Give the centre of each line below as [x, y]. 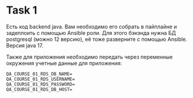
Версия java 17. [25, 45]
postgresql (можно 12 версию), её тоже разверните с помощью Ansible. [97, 39]
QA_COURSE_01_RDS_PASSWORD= [41, 84]
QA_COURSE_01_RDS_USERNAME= [41, 79]
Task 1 [22, 10]
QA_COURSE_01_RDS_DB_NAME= [39, 74]
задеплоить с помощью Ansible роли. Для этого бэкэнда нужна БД [91, 32]
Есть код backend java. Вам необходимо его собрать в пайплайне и [91, 27]
